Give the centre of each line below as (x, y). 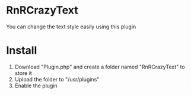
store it (23, 73)
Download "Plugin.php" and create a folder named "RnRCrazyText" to (100, 67)
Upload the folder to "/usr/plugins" (57, 79)
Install (22, 50)
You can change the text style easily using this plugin (71, 27)
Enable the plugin (36, 86)
